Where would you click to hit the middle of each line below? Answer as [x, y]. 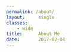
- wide [25, 28]
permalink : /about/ [30, 12]
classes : [17, 23]
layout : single [30, 17]
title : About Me [33, 34]
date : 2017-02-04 [36, 39]
